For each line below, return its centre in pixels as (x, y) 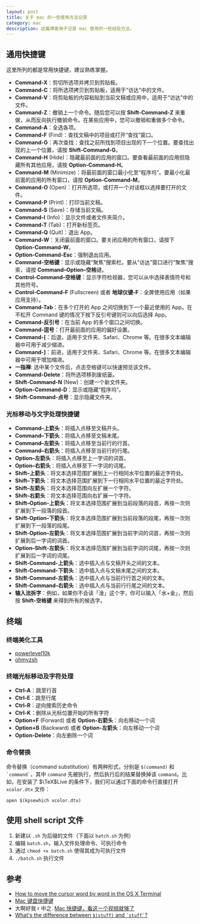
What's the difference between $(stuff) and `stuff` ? (81, 915)
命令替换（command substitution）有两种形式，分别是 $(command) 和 (90, 766)
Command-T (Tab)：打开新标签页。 (59, 225)
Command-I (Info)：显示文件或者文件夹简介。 (71, 218)
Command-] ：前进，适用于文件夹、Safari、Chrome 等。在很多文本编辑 (103, 352)
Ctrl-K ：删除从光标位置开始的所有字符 (62, 713)
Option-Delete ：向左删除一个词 (54, 735)
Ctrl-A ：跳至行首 (36, 690)
